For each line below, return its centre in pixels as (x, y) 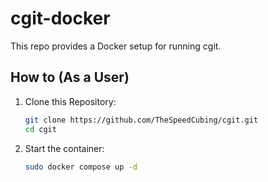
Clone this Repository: (70, 101)
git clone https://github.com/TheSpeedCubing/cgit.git (141, 120)
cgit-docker (60, 18)
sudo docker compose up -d (81, 167)
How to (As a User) (70, 77)
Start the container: (64, 148)
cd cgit (40, 129)
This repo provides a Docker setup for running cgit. (116, 46)
